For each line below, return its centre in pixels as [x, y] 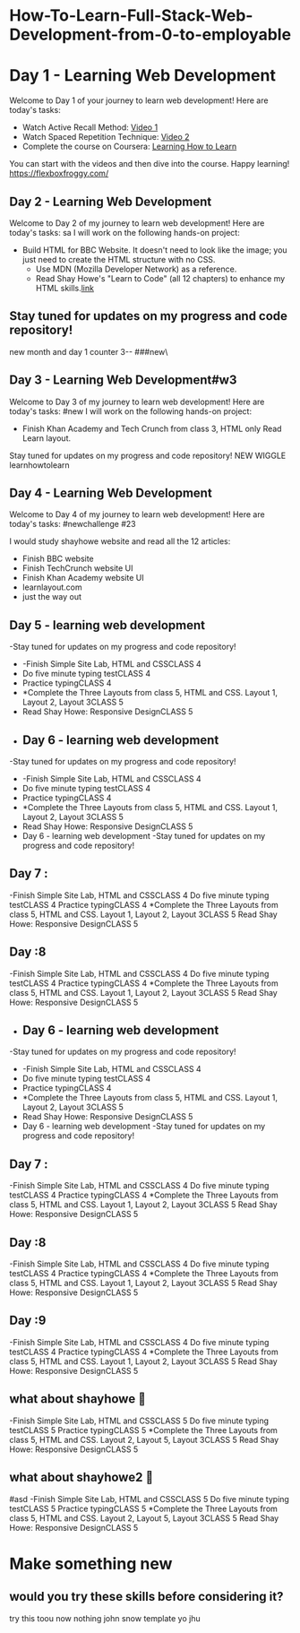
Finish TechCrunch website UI [77, 568]
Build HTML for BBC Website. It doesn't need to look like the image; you [155, 250]
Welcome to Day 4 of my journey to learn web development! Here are [137, 514]
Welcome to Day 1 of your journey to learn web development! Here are [139, 100]
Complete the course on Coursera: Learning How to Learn [129, 147]
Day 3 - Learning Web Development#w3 [123, 380]
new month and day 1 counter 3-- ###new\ [89, 351]
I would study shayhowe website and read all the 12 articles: [120, 541]
